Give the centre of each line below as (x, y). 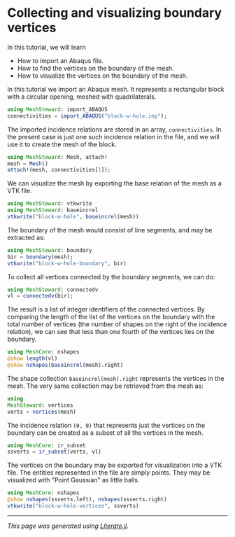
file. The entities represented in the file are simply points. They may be (109, 473)
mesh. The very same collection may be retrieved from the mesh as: (106, 386)
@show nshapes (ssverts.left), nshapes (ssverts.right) (87, 500)
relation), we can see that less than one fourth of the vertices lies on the (111, 332)
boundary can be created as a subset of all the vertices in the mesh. (106, 433)
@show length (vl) (33, 358)
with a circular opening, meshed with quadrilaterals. (82, 97)
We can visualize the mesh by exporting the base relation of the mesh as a (114, 183)
